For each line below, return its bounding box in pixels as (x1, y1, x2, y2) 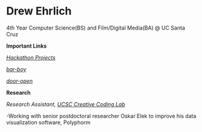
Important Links (6, 42, 47, 49)
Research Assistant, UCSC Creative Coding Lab (6, 101, 125, 108)
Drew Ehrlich (6, 4, 72, 18)
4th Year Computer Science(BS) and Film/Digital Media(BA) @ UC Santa (6, 24, 186, 31)
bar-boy (6, 65, 27, 73)
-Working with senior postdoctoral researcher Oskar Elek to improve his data (6, 112, 197, 119)
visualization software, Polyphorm (6, 119, 91, 126)
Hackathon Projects (6, 54, 56, 61)
